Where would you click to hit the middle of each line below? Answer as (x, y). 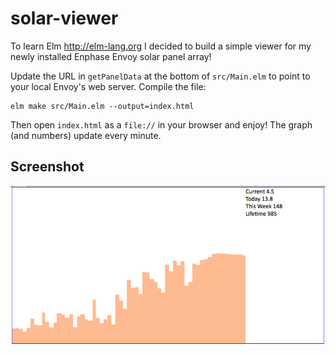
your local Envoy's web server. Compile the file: (108, 86)
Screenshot (47, 167)
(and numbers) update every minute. (86, 135)
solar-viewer (64, 18)
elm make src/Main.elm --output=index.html (102, 106)
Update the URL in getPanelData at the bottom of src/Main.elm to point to (160, 76)
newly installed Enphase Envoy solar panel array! (111, 56)
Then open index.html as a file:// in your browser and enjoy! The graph (161, 124)
